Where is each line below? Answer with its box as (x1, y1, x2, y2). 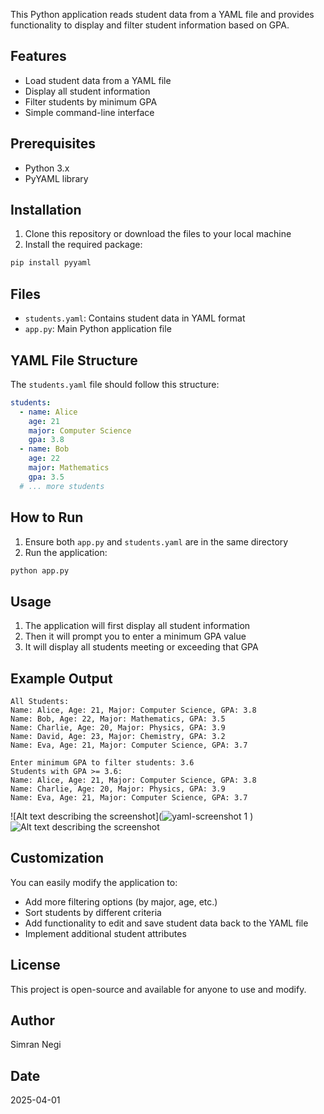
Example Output (10, 670, 113, 687)
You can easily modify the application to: (10, 876, 178, 888)
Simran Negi (10, 1039, 62, 1051)
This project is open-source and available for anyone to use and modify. (10, 983, 307, 995)
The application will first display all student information (24, 620, 251, 632)
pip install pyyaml (10, 258, 92, 268)
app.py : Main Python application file (24, 323, 172, 335)
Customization (10, 850, 105, 867)
